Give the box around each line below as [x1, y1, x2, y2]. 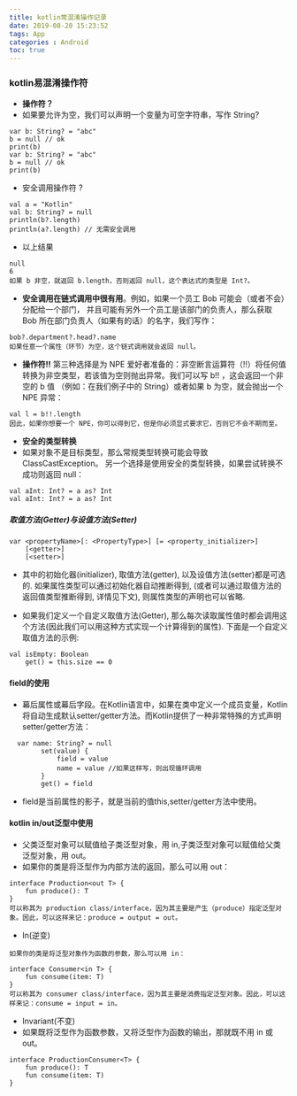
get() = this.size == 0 [25, 658, 113, 667]
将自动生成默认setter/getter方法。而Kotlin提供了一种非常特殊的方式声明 [21, 710, 282, 721]
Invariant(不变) [21, 1015, 76, 1026]
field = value [56, 754, 109, 763]
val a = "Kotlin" [9, 200, 73, 209]
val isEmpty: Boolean [9, 650, 89, 660]
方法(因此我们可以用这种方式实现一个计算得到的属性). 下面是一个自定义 [29, 621, 288, 632]
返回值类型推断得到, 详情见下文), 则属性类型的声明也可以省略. [21, 591, 246, 602]
